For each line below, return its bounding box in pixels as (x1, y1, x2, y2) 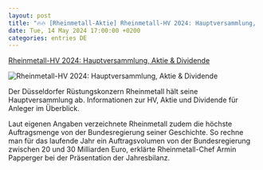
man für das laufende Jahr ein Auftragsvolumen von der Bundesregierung (8, 136, 251, 146)
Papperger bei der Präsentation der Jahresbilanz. (8, 153, 171, 163)
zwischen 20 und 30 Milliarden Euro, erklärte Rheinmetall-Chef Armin (8, 144, 237, 154)
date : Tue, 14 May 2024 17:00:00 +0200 (8, 26, 141, 34)
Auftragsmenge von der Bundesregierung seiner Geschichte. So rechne (8, 128, 244, 137)
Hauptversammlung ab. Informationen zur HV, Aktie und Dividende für (8, 95, 239, 105)
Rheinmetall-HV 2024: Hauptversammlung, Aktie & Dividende (8, 56, 210, 65)
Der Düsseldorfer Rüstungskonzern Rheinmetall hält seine (8, 87, 198, 97)
